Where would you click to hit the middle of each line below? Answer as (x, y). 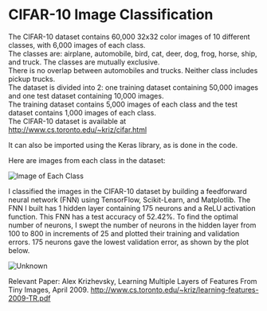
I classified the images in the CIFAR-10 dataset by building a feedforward (128, 191)
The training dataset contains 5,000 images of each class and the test (123, 104)
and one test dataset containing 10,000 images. (86, 95)
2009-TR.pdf (29, 298)
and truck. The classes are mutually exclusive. (84, 62)
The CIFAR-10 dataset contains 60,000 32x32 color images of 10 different (129, 37)
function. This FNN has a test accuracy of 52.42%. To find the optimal (123, 216)
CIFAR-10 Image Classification (111, 15)
